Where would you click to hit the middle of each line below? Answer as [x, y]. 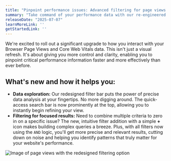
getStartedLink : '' [26, 29]
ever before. [18, 66]
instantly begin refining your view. [48, 110]
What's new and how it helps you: [60, 82]
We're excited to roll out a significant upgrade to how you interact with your [85, 44]
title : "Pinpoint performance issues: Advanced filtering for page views [86, 10]
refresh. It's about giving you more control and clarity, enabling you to [79, 55]
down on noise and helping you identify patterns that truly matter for [85, 137]
